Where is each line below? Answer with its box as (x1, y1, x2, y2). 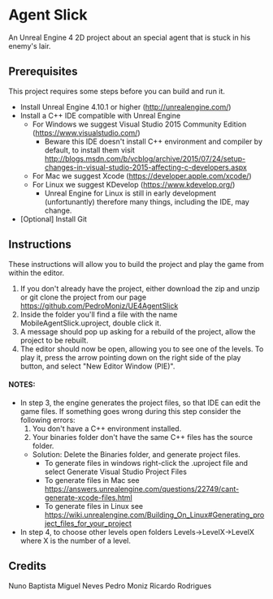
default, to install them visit (44, 144, 136, 155)
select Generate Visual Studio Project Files (44, 467, 187, 476)
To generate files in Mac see (44, 475, 140, 485)
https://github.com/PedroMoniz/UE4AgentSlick (19, 300, 179, 310)
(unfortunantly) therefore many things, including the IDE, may (44, 196, 249, 206)
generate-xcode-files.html (44, 493, 132, 502)
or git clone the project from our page (19, 292, 147, 302)
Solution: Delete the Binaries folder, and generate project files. (32, 449, 241, 459)
